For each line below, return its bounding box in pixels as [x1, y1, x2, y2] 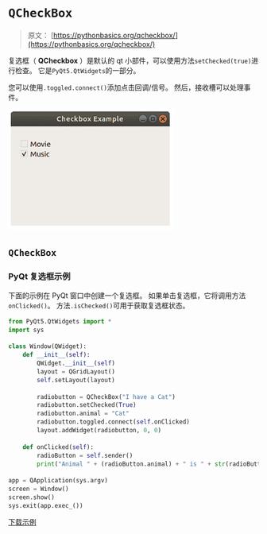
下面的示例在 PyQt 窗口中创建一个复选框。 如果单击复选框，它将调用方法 [8, 290, 246, 300]
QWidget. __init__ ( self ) [37, 359, 115, 367]
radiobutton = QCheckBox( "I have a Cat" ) [37, 393, 176, 400]
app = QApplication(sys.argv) [8, 477, 109, 485]
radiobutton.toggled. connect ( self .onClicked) [37, 418, 191, 426]
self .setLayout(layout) [37, 376, 115, 384]
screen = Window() [8, 485, 69, 493]
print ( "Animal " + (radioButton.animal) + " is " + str [37, 460, 226, 468]
